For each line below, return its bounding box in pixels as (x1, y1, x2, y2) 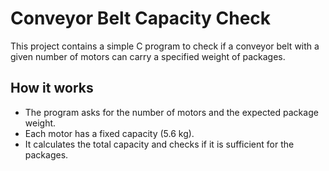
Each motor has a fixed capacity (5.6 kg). (24, 127, 195, 139)
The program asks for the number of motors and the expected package (24, 106, 319, 118)
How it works (10, 80, 94, 97)
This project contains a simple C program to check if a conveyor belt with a (10, 40, 320, 52)
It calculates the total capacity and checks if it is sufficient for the (24, 138, 295, 150)
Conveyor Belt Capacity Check (10, 7, 272, 30)
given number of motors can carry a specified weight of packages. (10, 50, 286, 62)
